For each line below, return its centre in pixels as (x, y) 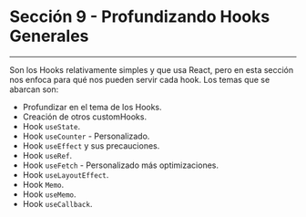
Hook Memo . (43, 184)
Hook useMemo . (49, 194)
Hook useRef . (47, 155)
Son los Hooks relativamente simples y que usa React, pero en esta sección (152, 69)
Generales (49, 36)
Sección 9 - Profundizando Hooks (140, 17)
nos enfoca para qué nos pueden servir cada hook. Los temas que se (140, 79)
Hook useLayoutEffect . (66, 174)
